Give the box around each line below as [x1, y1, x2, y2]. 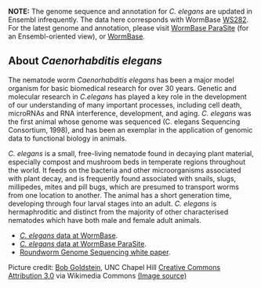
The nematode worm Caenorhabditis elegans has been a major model [8, 75, 235, 85]
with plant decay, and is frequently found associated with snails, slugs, [8, 173, 237, 183]
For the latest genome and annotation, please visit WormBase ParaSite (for [8, 24, 249, 32]
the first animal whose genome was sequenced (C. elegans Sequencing [8, 117, 241, 126]
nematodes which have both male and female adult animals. [8, 215, 202, 224]
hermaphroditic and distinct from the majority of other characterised [8, 207, 229, 217]
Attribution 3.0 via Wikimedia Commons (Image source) [8, 271, 187, 280]
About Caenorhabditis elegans [8, 54, 163, 67]
